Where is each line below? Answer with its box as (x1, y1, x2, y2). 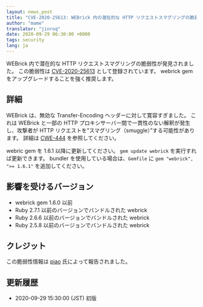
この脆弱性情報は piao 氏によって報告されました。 (6, 258, 131, 265)
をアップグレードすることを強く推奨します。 (6, 75, 117, 82)
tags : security (6, 37, 45, 43)
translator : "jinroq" (6, 25, 61, 32)
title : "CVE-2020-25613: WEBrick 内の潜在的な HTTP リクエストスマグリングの (6, 15, 190, 21)
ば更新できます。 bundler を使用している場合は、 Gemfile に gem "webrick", (6, 155, 193, 162)
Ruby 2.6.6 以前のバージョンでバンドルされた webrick (14, 214, 150, 221)
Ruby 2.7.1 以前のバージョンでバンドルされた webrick (14, 206, 147, 213)
